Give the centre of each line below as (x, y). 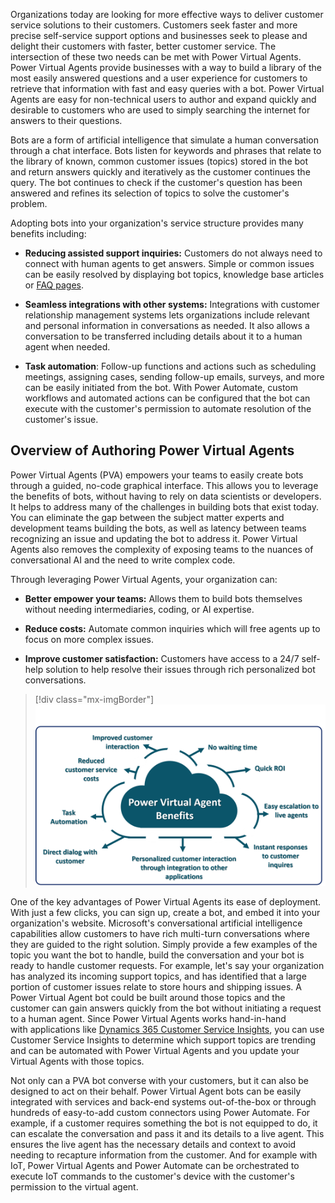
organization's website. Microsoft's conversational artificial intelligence (156, 923)
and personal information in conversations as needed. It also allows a (167, 325)
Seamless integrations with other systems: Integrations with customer (172, 304)
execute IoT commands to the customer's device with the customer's (152, 1176)
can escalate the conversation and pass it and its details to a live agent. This (167, 1133)
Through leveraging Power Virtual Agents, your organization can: (144, 579)
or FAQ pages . (54, 285)
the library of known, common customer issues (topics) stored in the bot (159, 161)
